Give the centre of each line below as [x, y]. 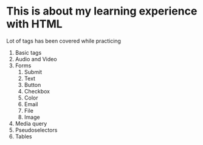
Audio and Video [36, 59]
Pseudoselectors [36, 130]
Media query [31, 123]
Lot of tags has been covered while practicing [64, 41]
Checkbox [37, 91]
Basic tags [28, 52]
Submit [33, 72]
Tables [23, 136]
